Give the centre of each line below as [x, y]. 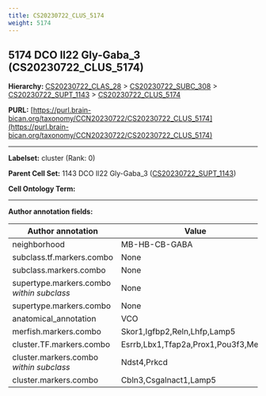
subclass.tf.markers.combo [63, 257]
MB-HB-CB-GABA [157, 245]
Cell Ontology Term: [42, 189]
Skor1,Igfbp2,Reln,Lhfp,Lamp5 [178, 332]
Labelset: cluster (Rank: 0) [52, 158]
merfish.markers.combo [57, 332]
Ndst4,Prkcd [144, 363]
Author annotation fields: [51, 211]
